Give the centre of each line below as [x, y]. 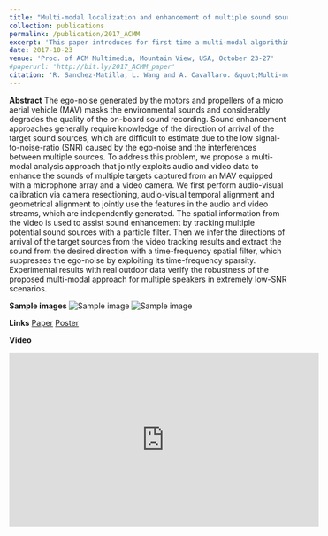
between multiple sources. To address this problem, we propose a [130, 157]
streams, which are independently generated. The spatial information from [145, 213]
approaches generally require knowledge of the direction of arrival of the [142, 128]
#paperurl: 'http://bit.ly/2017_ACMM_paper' [92, 67]
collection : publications [57, 26]
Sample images [38, 306]
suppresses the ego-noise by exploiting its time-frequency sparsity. [133, 260]
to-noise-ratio [34, 147]
